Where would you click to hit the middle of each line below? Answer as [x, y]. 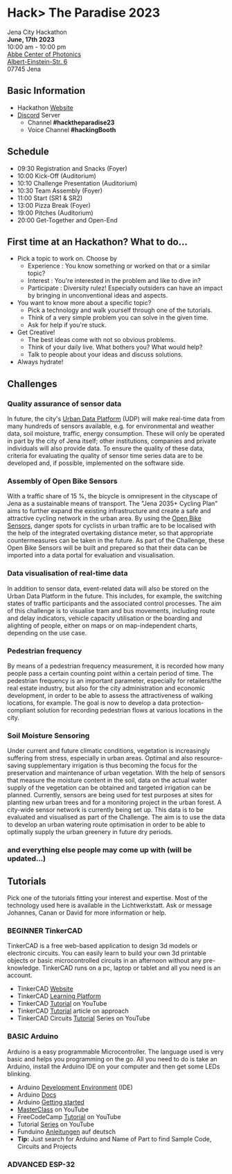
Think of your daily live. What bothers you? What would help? [115, 347]
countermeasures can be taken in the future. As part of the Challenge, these [116, 541]
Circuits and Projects [47, 1146]
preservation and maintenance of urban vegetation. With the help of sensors [116, 773]
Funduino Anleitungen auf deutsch [66, 1132]
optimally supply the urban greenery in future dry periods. [90, 832]
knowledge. [24, 968]
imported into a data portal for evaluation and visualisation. [91, 555]
